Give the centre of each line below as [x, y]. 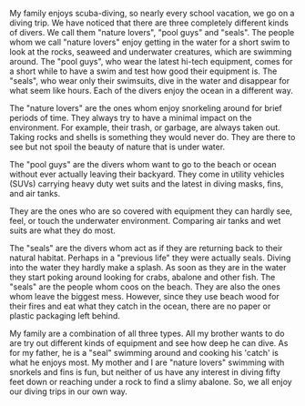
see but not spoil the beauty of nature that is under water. [117, 147]
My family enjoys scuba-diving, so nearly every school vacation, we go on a [152, 13]
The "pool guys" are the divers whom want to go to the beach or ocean [143, 164]
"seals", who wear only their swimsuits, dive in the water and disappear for [149, 81]
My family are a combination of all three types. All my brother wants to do [147, 333]
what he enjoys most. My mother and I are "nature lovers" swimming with [147, 362]
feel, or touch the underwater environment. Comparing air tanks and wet [145, 221]
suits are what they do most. [63, 230]
